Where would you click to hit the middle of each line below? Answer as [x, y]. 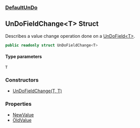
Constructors [22, 80]
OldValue [22, 120]
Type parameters [24, 56]
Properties [18, 104]
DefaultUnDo [21, 8]
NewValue [23, 115]
